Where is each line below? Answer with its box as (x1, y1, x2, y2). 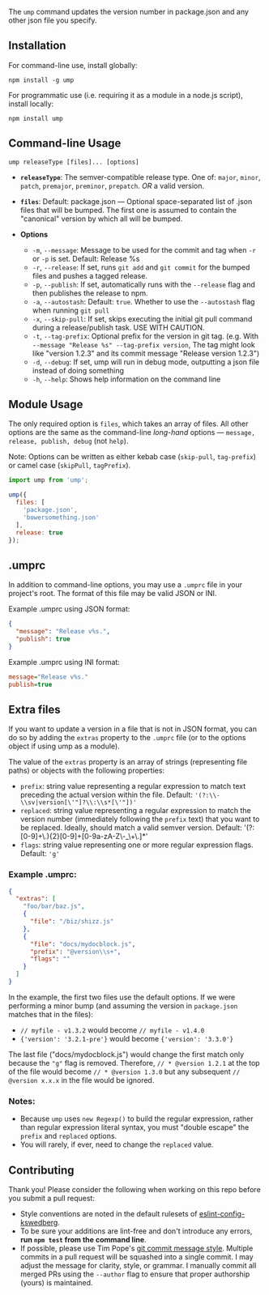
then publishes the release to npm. (32, 288, 148, 298)
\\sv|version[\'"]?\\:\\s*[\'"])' (19, 799, 137, 807)
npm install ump (8, 114, 63, 122)
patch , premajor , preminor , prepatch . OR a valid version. (19, 181, 205, 190)
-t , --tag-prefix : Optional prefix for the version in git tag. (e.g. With (32, 331, 259, 341)
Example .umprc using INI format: (8, 657, 120, 667)
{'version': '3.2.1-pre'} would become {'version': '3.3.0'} (19, 1033, 234, 1043)
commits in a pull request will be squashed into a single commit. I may (19, 1252, 254, 1262)
